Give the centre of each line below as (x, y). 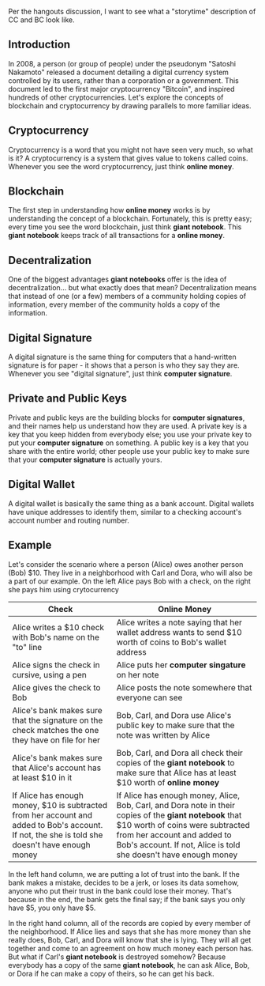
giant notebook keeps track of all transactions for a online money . (116, 236)
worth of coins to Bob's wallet (172, 642)
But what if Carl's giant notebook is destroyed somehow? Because (117, 957)
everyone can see (149, 697)
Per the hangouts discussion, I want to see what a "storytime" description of (132, 11)
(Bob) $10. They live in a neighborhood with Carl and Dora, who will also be (131, 572)
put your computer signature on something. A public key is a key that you (128, 443)
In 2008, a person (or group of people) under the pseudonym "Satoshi (122, 63)
